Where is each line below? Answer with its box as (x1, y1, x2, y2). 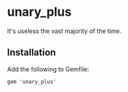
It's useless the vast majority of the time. (7, 27, 122, 35)
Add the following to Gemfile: (7, 65, 90, 73)
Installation (7, 47, 56, 58)
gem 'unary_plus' (7, 78, 57, 85)
